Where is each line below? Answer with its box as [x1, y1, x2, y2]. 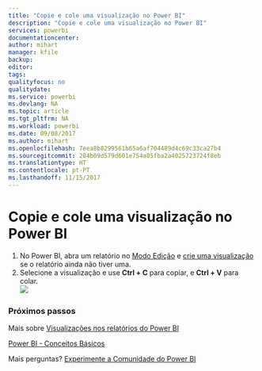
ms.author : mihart [8, 136, 69, 145]
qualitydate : [8, 85, 51, 94]
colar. [19, 276, 38, 285]
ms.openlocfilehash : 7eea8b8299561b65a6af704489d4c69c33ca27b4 [8, 144, 222, 152]
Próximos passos [8, 305, 76, 316]
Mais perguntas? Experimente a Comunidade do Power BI [8, 354, 196, 364]
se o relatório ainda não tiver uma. [19, 259, 131, 269]
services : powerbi [8, 26, 69, 34]
